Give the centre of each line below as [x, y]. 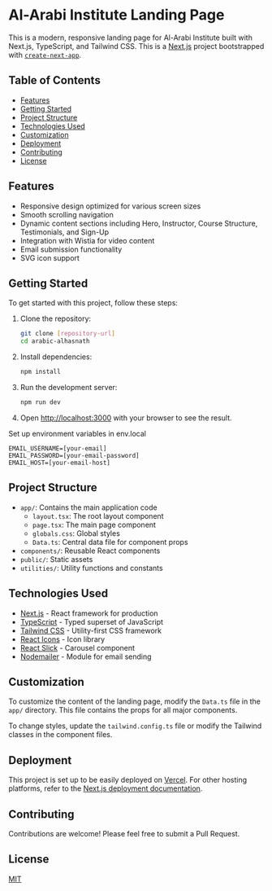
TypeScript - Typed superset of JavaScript [92, 621]
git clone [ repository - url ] [67, 334]
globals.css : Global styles [76, 533]
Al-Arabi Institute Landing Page [117, 15]
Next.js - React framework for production [89, 613]
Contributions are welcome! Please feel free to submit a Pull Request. [124, 833]
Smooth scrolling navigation [67, 214]
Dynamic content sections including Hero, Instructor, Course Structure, [139, 223]
